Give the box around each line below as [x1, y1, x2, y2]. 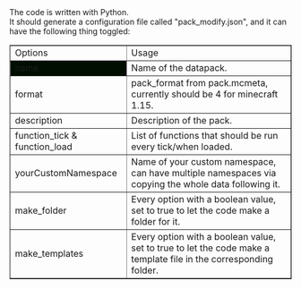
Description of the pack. [131, 115, 233, 126]
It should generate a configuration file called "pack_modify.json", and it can [9, 16, 288, 27]
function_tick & [14, 130, 78, 141]
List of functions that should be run [131, 130, 279, 141]
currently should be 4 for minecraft [131, 88, 279, 100]
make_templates [14, 248, 83, 259]
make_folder [14, 204, 67, 217]
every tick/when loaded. [131, 140, 233, 153]
